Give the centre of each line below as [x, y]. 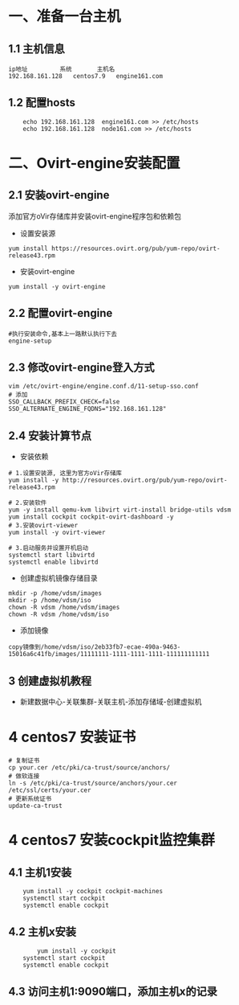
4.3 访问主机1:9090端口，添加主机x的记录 [113, 992]
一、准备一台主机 [65, 16]
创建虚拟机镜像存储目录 [59, 578]
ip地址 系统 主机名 [62, 69]
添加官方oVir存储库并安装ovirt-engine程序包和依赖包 [95, 216]
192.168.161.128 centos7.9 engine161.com [85, 76]
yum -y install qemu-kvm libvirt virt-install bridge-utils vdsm [119, 510]
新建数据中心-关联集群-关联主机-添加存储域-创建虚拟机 [111, 702]
